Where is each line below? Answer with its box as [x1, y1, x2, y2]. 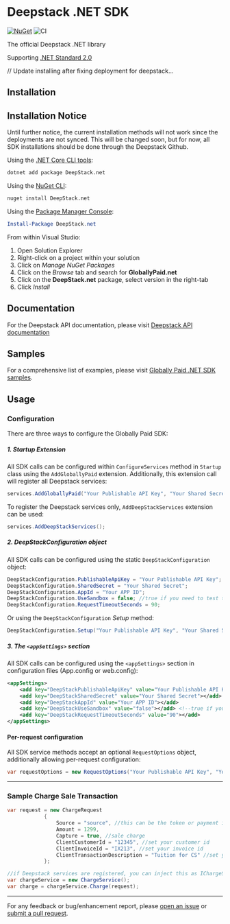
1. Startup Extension [7, 445, 66, 453]
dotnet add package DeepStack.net [7, 169, 106, 176]
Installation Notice [7, 110, 87, 121]
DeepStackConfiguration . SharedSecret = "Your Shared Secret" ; [7, 582, 188, 589]
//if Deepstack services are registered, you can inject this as [7, 870, 197, 877]
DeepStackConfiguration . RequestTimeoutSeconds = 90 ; [7, 602, 161, 608]
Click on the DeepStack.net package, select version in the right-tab [16, 275, 209, 283]
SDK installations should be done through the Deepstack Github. [7, 143, 189, 151]
